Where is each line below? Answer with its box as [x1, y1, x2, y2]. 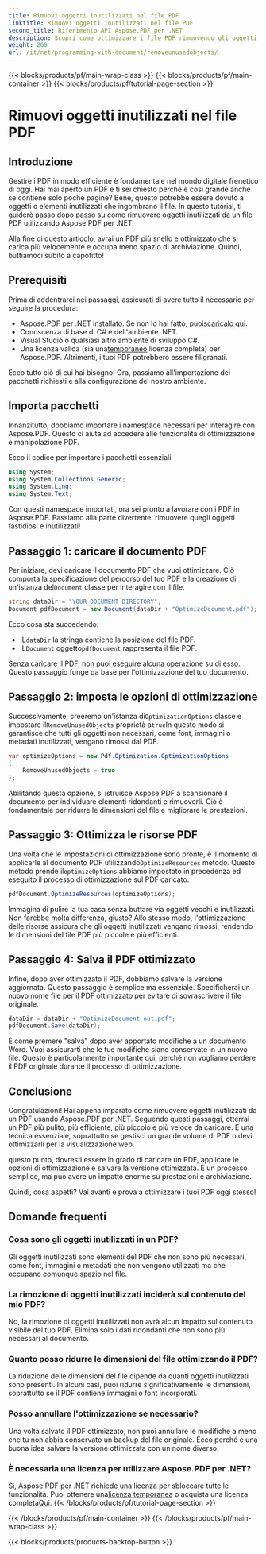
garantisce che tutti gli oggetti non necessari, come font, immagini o [8, 728, 231, 737]
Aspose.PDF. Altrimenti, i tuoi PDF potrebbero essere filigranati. [19, 352, 228, 361]
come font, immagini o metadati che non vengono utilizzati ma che [8, 1260, 226, 1270]
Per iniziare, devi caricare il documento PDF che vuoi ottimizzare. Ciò [8, 565, 235, 574]
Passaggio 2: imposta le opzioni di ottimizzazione [8, 690, 258, 704]
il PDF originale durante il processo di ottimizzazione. [8, 1061, 183, 1071]
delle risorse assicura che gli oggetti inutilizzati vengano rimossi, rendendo [8, 921, 253, 930]
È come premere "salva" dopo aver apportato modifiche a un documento [8, 1036, 247, 1046]
